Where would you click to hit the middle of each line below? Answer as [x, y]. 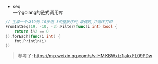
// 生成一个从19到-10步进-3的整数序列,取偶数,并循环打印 [59, 22]
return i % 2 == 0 [32, 31]
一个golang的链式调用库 [38, 12]
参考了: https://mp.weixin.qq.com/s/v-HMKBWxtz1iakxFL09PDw [85, 56]
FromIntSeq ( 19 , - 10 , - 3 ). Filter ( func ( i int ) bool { [61, 26]
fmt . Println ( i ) [31, 41]
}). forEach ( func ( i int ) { [33, 36]
